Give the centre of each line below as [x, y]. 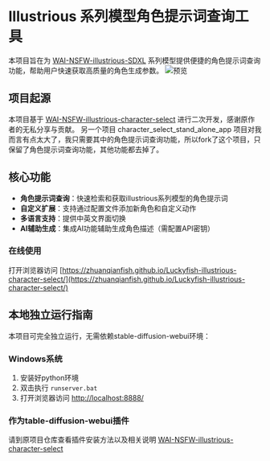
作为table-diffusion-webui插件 [69, 421]
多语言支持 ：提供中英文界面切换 [73, 218]
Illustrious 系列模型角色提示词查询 [122, 16]
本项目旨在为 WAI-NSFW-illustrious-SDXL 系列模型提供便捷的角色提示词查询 [135, 60]
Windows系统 [35, 359]
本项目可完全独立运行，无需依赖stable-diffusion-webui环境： [110, 335]
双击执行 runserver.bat [59, 388]
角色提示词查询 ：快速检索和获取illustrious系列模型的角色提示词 [124, 198]
